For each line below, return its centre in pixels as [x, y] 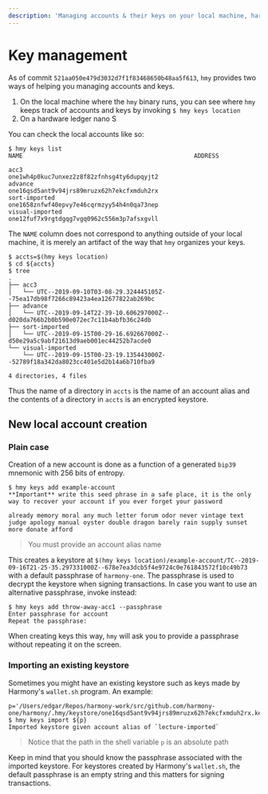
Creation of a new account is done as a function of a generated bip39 [122, 464]
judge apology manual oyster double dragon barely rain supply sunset [128, 523]
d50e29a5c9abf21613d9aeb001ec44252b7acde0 [80, 341]
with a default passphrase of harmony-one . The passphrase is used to [121, 575]
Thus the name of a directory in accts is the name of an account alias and [129, 391]
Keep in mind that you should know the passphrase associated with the [125, 757]
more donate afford [41, 530]
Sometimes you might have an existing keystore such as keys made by [124, 683]
